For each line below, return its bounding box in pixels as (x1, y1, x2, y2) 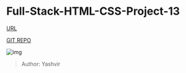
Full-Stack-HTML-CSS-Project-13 (6, 4, 180, 18)
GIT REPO (6, 36, 32, 44)
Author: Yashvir (21, 60, 61, 67)
